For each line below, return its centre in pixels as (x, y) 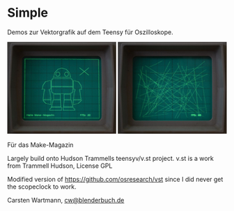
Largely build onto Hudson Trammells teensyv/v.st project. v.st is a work (111, 159)
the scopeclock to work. (42, 187)
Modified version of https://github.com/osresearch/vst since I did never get (115, 180)
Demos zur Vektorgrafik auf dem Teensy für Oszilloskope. (90, 32)
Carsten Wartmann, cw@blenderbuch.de (66, 201)
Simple (28, 13)
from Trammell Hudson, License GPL (60, 166)
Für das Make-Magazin (40, 145)
